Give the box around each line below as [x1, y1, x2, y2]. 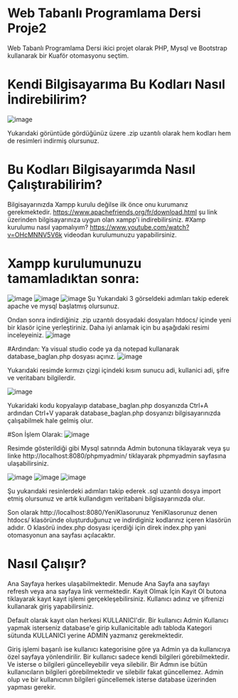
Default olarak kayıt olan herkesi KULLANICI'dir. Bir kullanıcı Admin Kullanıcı [7, 615, 229, 625]
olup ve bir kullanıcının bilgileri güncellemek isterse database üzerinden [7, 675, 217, 684]
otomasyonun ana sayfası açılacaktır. [7, 530, 116, 539]
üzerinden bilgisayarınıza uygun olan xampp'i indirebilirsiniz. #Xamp [7, 215, 206, 224]
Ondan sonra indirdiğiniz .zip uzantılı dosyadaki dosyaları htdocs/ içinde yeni [7, 315, 232, 324]
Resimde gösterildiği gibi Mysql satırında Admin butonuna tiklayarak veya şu [7, 443, 230, 452]
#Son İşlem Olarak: [7, 430, 63, 438]
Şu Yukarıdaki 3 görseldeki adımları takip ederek [87, 294, 229, 302]
